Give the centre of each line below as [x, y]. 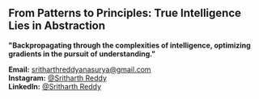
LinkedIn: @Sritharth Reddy [55, 86]
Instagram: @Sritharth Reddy [58, 78]
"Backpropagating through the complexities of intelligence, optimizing [129, 45]
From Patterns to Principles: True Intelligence [125, 13]
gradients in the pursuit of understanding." [82, 54]
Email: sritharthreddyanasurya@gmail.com [80, 69]
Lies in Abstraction [57, 26]
